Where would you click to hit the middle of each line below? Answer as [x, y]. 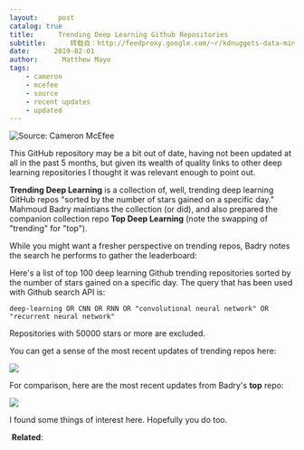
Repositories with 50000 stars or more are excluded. [108, 333]
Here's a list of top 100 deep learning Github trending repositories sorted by [150, 273]
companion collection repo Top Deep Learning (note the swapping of [139, 219]
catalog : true [36, 26]
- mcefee [42, 85]
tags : [19, 69]
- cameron [44, 77]
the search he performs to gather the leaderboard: [103, 256]
